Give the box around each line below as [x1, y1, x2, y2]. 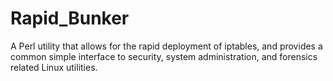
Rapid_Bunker [10, 7, 130, 30]
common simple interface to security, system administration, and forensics [10, 50, 318, 62]
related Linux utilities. [10, 61, 98, 73]
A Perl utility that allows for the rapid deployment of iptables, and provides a [10, 40, 323, 52]
